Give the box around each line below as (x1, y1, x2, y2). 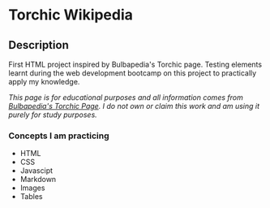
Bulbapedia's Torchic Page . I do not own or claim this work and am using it (8, 102, 260, 110)
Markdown (19, 175, 57, 184)
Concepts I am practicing (8, 130, 109, 141)
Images (19, 183, 45, 193)
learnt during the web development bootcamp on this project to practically (8, 68, 257, 78)
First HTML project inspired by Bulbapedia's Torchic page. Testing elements (8, 59, 262, 69)
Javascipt (19, 166, 54, 175)
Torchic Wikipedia (8, 6, 134, 24)
